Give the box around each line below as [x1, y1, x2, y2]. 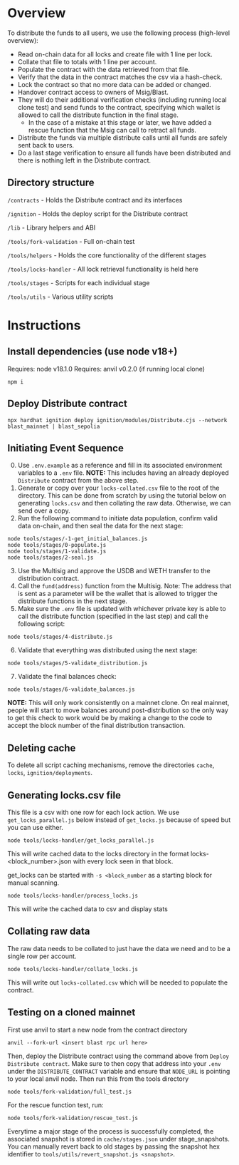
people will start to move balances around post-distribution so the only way [7, 706, 229, 714]
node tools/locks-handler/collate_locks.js [7, 965, 139, 972]
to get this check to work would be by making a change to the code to [7, 714, 213, 722]
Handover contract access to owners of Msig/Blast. [17, 88, 169, 96]
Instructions [7, 317, 81, 333]
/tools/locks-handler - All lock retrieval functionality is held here [7, 265, 199, 273]
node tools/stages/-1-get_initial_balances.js [7, 535, 148, 543]
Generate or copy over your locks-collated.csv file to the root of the [17, 483, 220, 493]
